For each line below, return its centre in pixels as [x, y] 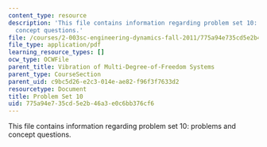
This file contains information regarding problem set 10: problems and [122, 126]
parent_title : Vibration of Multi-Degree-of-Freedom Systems [112, 67]
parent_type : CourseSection [55, 74]
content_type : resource [48, 15]
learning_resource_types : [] [56, 52]
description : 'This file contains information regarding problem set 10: [133, 23]
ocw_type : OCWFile [39, 60]
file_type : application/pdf [55, 45]
